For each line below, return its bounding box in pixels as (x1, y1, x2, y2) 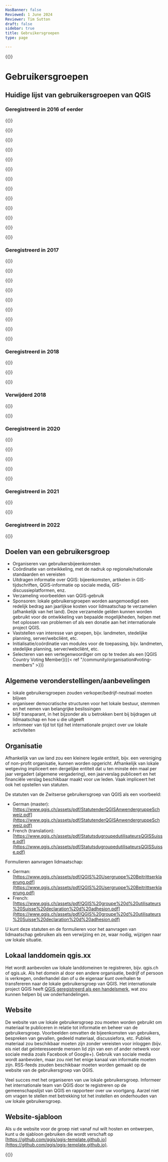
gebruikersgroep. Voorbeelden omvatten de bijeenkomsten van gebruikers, (5, 1030, 160, 1036)
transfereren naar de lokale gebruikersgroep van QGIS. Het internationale (5, 980, 156, 986)
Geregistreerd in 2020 (5, 425, 61, 432)
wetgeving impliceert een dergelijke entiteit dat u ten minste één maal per (5, 765, 157, 771)
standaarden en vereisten (12, 571, 66, 577)
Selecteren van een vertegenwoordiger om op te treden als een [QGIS (12, 651, 157, 657)
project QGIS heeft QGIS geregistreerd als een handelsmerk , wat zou (5, 986, 148, 992)
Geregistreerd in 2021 (5, 487, 59, 494)
